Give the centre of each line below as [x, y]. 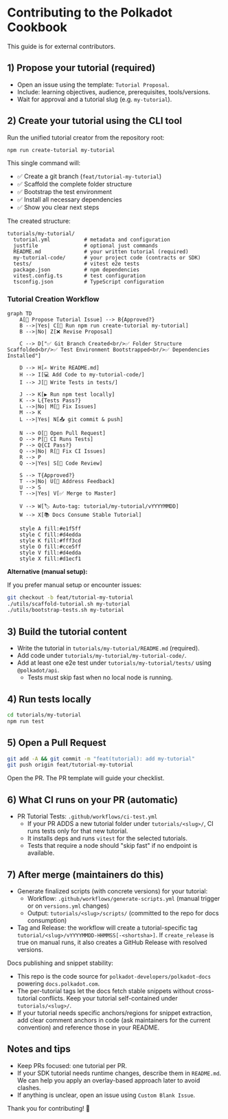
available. [41, 853]
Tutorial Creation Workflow [53, 299]
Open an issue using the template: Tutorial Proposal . [93, 85]
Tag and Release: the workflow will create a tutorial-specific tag [107, 928]
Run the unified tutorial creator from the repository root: [86, 137]
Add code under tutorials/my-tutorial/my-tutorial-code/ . [102, 656]
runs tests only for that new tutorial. [78, 831]
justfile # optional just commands [85, 246]
